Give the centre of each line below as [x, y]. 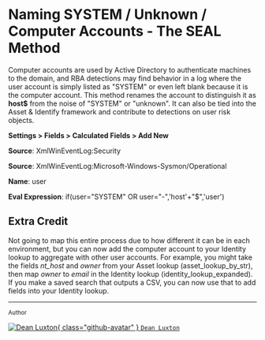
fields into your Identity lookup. [59, 290]
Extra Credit [38, 221]
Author [18, 312]
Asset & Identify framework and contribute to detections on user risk [119, 111]
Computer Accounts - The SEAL [115, 31]
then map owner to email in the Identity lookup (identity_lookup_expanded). [131, 274]
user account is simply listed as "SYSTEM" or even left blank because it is [128, 86]
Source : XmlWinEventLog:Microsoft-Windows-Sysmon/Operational [118, 166]
